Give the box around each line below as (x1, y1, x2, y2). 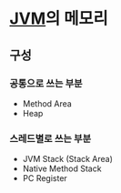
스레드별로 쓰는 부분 (9, 132, 92, 145)
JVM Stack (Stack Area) (22, 154, 114, 165)
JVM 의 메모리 (9, 8, 109, 29)
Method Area (22, 97, 73, 109)
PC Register (22, 173, 68, 184)
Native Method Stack (22, 163, 102, 174)
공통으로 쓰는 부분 (9, 76, 84, 89)
